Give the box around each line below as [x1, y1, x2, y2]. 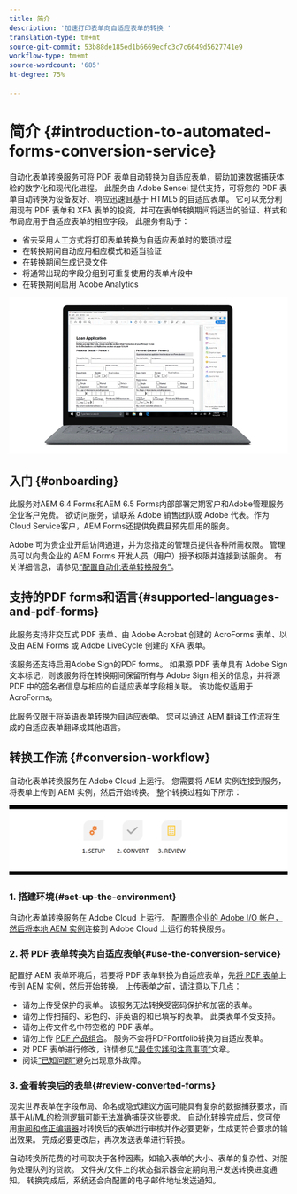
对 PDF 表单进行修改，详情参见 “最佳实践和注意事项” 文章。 [21, 1044, 235, 1054]
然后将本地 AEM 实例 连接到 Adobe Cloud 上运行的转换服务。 [9, 923, 230, 934]
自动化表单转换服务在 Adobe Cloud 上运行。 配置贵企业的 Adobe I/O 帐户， [9, 913, 283, 923]
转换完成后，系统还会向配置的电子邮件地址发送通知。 [26, 1175, 221, 1185]
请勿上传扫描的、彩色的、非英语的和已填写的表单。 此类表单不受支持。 [21, 1010, 280, 1021]
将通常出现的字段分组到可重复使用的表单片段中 [21, 267, 193, 278]
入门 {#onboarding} [9, 474, 119, 489]
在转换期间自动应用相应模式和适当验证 [21, 245, 162, 256]
